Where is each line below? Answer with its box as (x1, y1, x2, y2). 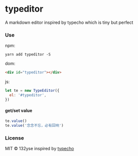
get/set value (5, 108, 32, 114)
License (5, 135, 24, 141)
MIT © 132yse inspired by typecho (5, 145, 74, 151)
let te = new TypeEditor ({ (5, 88, 60, 93)
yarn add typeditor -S (5, 52, 51, 57)
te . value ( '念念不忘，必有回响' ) (5, 123, 64, 128)
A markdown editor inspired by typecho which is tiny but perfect (5, 19, 134, 25)
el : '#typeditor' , (9, 92, 47, 98)
